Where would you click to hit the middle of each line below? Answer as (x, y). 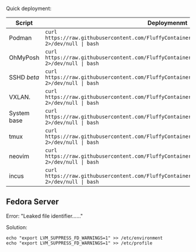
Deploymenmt (167, 23)
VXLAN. (20, 97)
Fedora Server (33, 202)
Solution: (17, 227)
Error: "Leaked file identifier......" (45, 216)
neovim (19, 156)
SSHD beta (24, 77)
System (20, 113)
